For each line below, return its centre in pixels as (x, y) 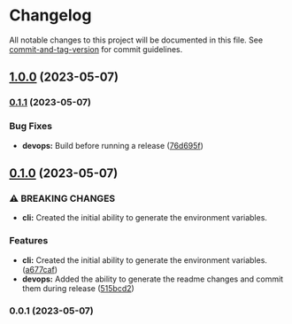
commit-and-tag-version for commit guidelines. (96, 49)
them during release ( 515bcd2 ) (78, 288)
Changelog (50, 15)
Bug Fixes (31, 127)
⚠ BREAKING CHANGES (62, 198)
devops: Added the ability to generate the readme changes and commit (153, 279)
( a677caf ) (40, 269)
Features (29, 241)
